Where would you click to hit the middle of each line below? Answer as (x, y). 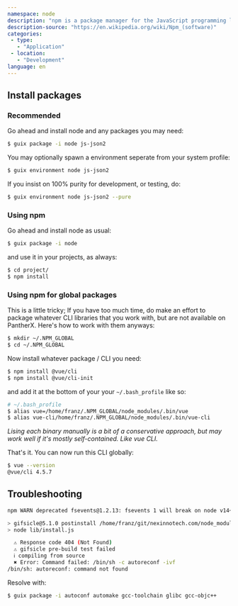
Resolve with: (27, 583)
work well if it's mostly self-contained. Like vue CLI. (83, 439)
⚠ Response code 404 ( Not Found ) (63, 543)
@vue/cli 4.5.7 (30, 472)
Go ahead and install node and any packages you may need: (96, 131)
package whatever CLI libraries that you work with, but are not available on (117, 318)
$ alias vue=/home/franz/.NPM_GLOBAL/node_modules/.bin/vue (98, 411)
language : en (27, 67)
